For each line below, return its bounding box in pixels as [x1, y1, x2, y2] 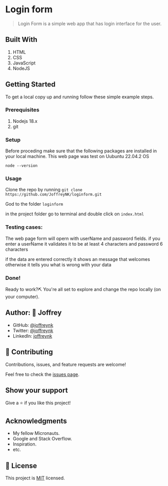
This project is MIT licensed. [5, 475, 65, 481]
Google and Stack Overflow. [12, 436, 72, 442]
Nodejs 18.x [12, 118, 37, 124]
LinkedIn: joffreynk [12, 333, 52, 339]
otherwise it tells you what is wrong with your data [5, 261, 112, 268]
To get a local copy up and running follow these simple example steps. [5, 94, 154, 100]
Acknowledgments [5, 416, 68, 425]
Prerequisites [5, 106, 39, 114]
